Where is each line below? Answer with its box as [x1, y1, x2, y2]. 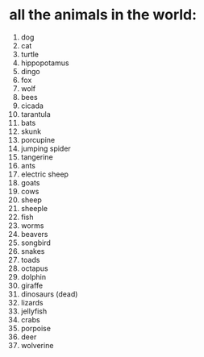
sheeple [20, 203, 48, 213]
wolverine [20, 340, 54, 350]
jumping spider [20, 143, 71, 153]
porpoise [20, 323, 52, 333]
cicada [20, 101, 44, 110]
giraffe [20, 280, 44, 290]
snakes [20, 246, 45, 255]
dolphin [20, 272, 47, 281]
